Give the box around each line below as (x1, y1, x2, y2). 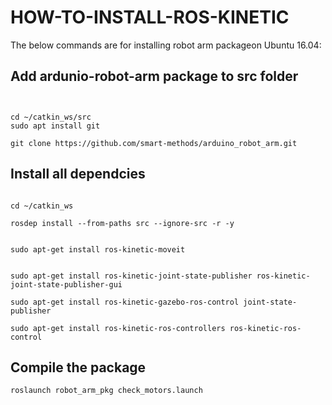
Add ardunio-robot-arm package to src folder (10, 68, 299, 85)
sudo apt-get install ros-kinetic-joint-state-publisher (10, 271, 253, 281)
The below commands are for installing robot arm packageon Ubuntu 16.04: (10, 39, 322, 51)
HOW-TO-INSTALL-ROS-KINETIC (10, 6, 290, 29)
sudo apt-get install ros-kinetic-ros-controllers (10, 323, 226, 333)
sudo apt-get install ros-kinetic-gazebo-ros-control (10, 297, 240, 307)
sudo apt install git (10, 121, 101, 131)
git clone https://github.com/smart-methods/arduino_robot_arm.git (10, 138, 298, 148)
